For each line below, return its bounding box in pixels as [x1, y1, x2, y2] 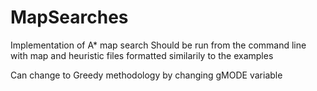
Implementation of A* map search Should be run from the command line [10, 39, 307, 51]
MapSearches [10, 6, 129, 29]
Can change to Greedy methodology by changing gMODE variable [10, 69, 283, 81]
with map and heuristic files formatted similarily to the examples [10, 49, 274, 61]
